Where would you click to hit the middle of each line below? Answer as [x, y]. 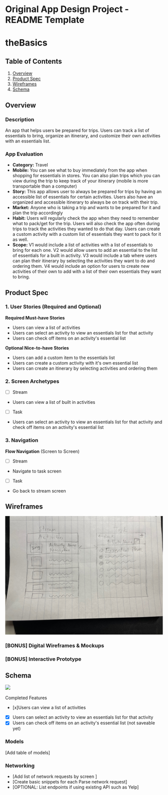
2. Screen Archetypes [32, 381]
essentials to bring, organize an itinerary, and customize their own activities [83, 135]
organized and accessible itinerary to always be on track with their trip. [85, 202]
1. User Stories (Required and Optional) [53, 307]
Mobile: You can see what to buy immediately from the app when [80, 170]
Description [20, 119]
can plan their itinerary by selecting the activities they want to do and [83, 261]
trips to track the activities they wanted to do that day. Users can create [86, 229]
